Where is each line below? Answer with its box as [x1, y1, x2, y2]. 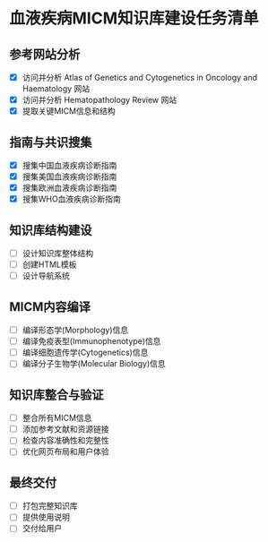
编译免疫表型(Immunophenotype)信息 [22, 336, 161, 347]
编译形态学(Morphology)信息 [22, 324, 129, 336]
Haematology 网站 [22, 83, 91, 94]
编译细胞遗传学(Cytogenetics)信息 [22, 347, 149, 358]
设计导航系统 [22, 271, 70, 281]
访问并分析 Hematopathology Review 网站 [22, 95, 177, 106]
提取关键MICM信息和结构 [22, 106, 117, 116]
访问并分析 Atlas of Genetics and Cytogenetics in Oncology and [22, 73, 258, 82]
